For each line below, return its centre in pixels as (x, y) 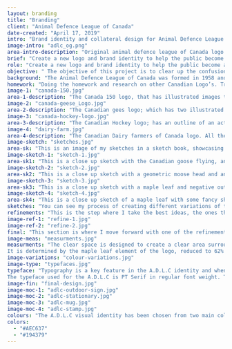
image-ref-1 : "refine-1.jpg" (49, 219)
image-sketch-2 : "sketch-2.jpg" (54, 168)
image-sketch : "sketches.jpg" (51, 142)
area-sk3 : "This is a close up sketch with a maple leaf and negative (111, 187)
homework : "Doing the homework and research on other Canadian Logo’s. (112, 84)
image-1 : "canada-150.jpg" (46, 91)
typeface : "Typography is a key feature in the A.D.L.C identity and (109, 270)
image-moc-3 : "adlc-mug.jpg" (49, 303)
